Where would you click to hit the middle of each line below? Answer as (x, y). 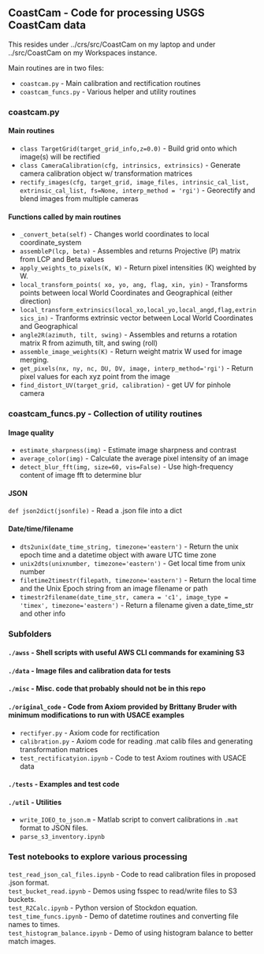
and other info (42, 613)
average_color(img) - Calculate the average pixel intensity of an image (134, 458)
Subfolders (30, 634)
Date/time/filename (41, 529)
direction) (35, 301)
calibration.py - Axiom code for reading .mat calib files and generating (136, 741)
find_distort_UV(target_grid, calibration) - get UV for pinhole (125, 385)
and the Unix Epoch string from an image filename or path (113, 588)
